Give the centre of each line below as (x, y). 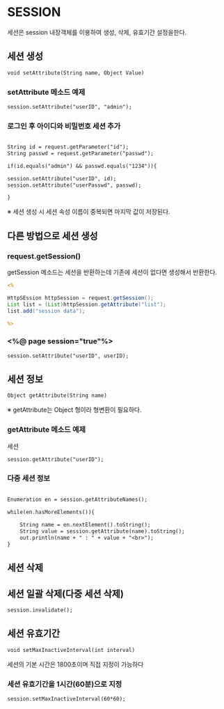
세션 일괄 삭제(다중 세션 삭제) (65, 594)
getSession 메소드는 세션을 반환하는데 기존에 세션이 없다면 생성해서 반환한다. (112, 272)
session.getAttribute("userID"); (56, 459)
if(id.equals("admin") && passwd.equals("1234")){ (82, 166)
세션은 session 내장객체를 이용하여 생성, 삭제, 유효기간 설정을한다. (97, 32)
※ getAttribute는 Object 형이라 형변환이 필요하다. (74, 410)
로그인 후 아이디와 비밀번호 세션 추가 (64, 126)
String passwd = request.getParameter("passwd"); (81, 153)
